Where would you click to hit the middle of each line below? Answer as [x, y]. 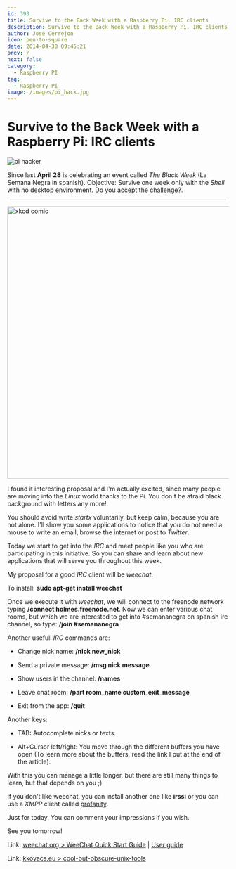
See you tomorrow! [35, 831]
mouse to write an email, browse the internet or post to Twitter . [98, 532]
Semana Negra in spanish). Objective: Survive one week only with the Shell [116, 183]
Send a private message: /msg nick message [83, 665]
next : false [25, 60]
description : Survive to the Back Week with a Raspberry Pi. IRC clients [118, 27]
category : [22, 66]
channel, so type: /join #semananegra [63, 624]
